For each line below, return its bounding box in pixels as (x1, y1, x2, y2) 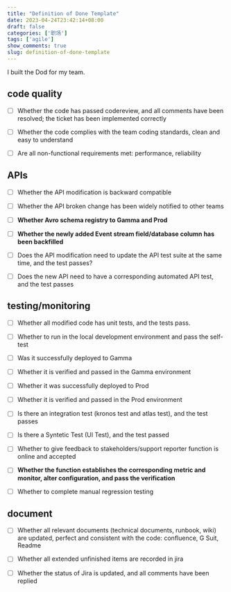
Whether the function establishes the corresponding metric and (17, 466, 206, 474)
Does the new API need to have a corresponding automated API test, (17, 272, 214, 280)
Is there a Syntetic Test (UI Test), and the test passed (17, 431, 170, 439)
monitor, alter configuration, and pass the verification (17, 473, 176, 482)
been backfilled (17, 237, 64, 246)
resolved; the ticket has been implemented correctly (17, 114, 166, 122)
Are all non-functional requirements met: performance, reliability (17, 149, 201, 157)
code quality (7, 88, 62, 100)
